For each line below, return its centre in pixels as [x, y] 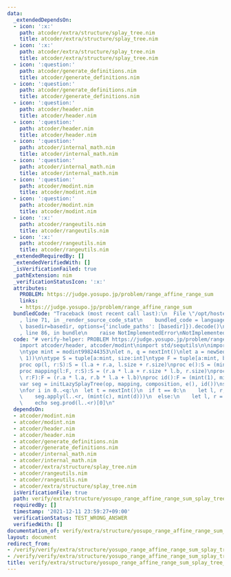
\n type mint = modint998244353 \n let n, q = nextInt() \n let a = [112, 352]
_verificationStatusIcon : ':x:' [60, 282]
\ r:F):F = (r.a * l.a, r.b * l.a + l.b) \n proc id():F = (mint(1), [118, 377]
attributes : [31, 288]
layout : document [32, 537]
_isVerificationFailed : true [55, 269]
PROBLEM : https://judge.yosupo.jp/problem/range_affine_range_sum [117, 295]
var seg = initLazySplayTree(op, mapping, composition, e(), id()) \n [121, 384]
